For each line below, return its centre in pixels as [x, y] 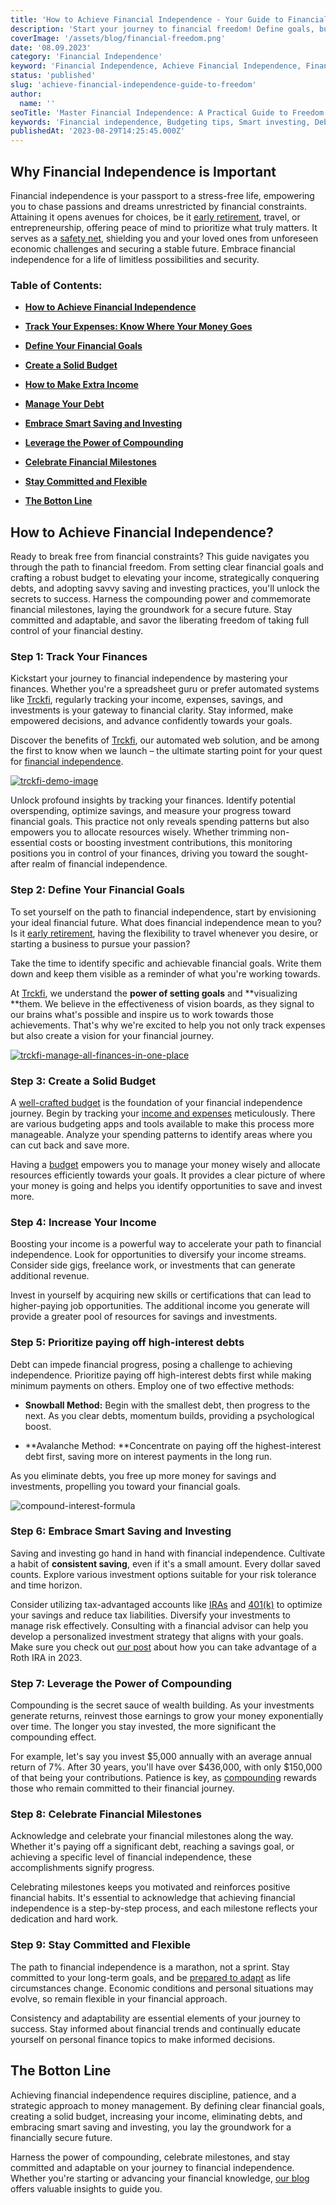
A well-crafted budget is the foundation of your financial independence [156, 1102]
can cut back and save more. [70, 1145]
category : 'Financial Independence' [86, 57]
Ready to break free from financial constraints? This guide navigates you [160, 557]
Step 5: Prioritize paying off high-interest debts [127, 1343]
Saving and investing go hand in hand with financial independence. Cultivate [168, 1553]
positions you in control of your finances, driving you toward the [142, 853]
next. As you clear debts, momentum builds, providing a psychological [169, 1415]
